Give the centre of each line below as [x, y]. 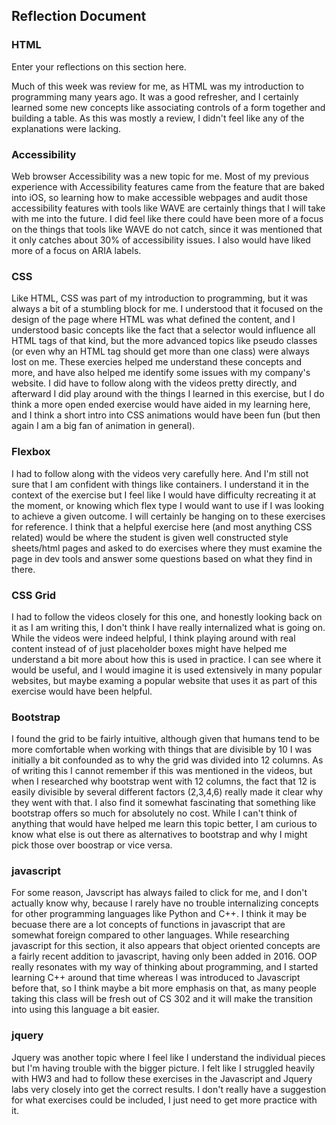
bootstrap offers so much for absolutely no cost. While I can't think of [154, 813]
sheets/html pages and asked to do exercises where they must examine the [167, 548]
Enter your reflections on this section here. [99, 66]
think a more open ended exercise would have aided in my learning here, [161, 405]
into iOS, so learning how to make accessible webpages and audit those [159, 197]
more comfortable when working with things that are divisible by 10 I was [162, 750]
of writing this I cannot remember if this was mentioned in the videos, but [162, 771]
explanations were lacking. [66, 128]
